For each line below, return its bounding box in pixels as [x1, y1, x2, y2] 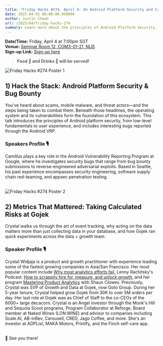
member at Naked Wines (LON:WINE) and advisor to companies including [5, 311, 152, 316]
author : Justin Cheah [5, 16, 49, 21]
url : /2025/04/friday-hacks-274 [5, 20, 70, 26]
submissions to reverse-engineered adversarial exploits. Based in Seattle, [5, 164, 152, 170]
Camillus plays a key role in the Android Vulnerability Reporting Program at [5, 154, 154, 159]
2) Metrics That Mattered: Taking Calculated [5, 203, 142, 211]
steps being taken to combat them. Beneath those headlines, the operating [5, 107, 154, 113]
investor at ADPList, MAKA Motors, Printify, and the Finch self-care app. [5, 321, 149, 327]
